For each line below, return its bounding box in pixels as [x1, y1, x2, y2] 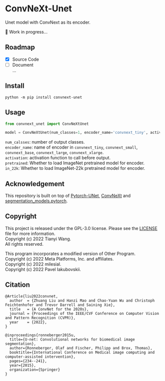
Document [12, 62, 33, 68]
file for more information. [5, 230, 55, 236]
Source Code [12, 56, 39, 62]
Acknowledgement [5, 180, 65, 188]
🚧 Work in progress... [5, 29, 48, 35]
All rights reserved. [5, 241, 44, 247]
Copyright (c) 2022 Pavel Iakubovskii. [5, 266, 81, 272]
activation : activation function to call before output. [5, 155, 111, 161]
